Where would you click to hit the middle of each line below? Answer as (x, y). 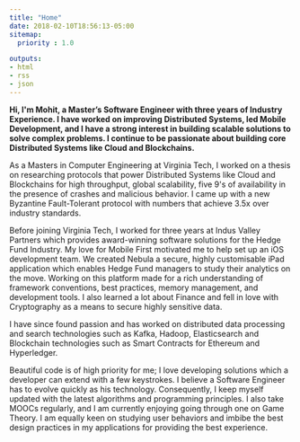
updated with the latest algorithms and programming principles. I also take (147, 398)
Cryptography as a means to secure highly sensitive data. (116, 306)
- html (22, 67)
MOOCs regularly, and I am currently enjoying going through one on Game (147, 408)
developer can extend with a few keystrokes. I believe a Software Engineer (147, 379)
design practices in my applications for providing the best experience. (139, 427)
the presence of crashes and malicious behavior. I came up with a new (140, 193)
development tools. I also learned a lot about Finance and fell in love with (144, 296)
